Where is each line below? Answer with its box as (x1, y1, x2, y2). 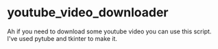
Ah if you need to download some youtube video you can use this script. (7, 27, 212, 35)
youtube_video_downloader (7, 5, 169, 20)
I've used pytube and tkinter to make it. (7, 34, 118, 42)
